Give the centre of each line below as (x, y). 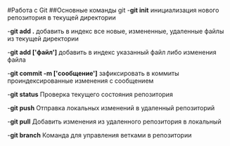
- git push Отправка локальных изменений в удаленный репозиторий (111, 108)
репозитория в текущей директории (62, 18)
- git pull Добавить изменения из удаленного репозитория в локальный (114, 121)
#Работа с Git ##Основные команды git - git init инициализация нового (113, 10)
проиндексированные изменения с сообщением (81, 81)
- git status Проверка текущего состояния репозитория (90, 94)
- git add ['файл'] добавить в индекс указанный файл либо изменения (112, 52)
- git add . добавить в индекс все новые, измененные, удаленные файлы (116, 31)
